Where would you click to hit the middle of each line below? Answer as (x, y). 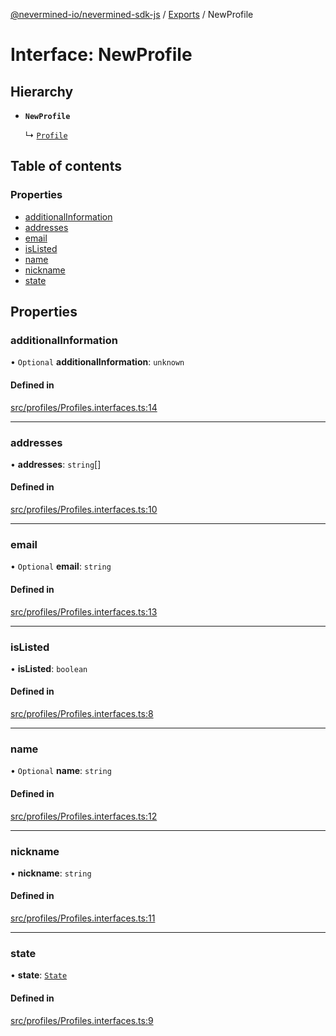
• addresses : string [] (56, 464)
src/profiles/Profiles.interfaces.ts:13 (84, 611)
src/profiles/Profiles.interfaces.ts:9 (82, 1020)
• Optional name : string (61, 771)
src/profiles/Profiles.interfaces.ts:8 (82, 714)
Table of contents (66, 166)
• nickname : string (51, 873)
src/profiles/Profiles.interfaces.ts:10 (84, 510)
